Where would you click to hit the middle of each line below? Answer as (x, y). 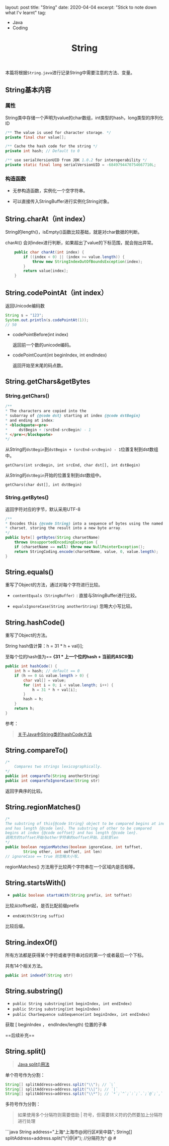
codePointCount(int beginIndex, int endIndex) (60, 355)
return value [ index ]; (46, 271)
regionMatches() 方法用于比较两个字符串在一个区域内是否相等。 (71, 867)
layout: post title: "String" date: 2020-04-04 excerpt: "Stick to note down (81, 7)
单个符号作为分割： (25, 1075)
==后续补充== (20, 1035)
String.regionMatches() (43, 807)
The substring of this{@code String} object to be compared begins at (81, 823)
